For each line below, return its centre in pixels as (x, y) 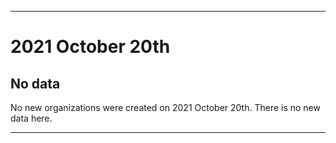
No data (35, 83)
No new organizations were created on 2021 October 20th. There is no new (165, 107)
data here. (31, 118)
